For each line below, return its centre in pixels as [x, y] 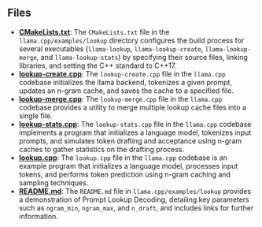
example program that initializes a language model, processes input [128, 166]
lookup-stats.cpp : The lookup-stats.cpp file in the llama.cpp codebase [135, 124]
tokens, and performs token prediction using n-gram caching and [125, 174]
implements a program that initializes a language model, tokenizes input [135, 132]
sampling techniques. [54, 182]
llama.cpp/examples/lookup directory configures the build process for [131, 40]
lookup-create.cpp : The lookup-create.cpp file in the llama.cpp [122, 73]
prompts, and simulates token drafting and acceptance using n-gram [130, 140]
